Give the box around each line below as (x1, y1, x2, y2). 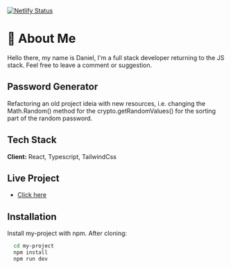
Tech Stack (7, 134, 57, 146)
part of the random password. (7, 114, 93, 122)
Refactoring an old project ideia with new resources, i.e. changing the (7, 99, 206, 107)
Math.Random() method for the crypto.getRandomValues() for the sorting (7, 106, 216, 115)
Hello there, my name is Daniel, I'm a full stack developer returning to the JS (7, 53, 225, 62)
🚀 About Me (7, 31, 76, 46)
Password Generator (7, 81, 99, 93)
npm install (13, 249, 49, 256)
